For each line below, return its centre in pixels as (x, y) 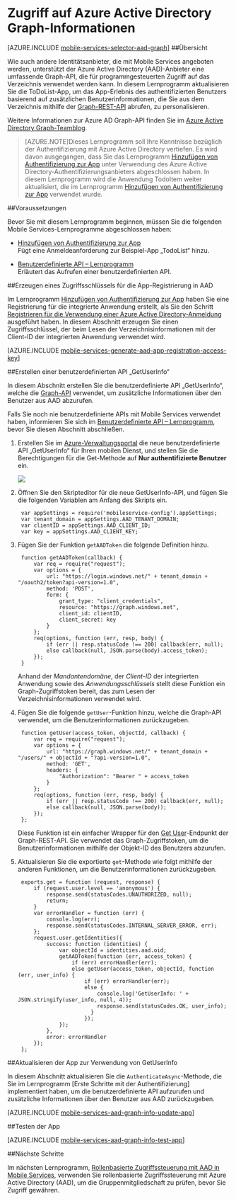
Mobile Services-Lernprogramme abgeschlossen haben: (89, 229)
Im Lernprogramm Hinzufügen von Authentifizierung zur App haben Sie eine (118, 299)
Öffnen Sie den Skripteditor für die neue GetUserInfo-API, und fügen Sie (123, 492)
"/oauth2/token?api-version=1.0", (68, 582)
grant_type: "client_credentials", (111, 601)
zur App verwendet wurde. (64, 194)
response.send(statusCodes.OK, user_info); (162, 1006)
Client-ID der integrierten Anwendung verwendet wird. (87, 336)
